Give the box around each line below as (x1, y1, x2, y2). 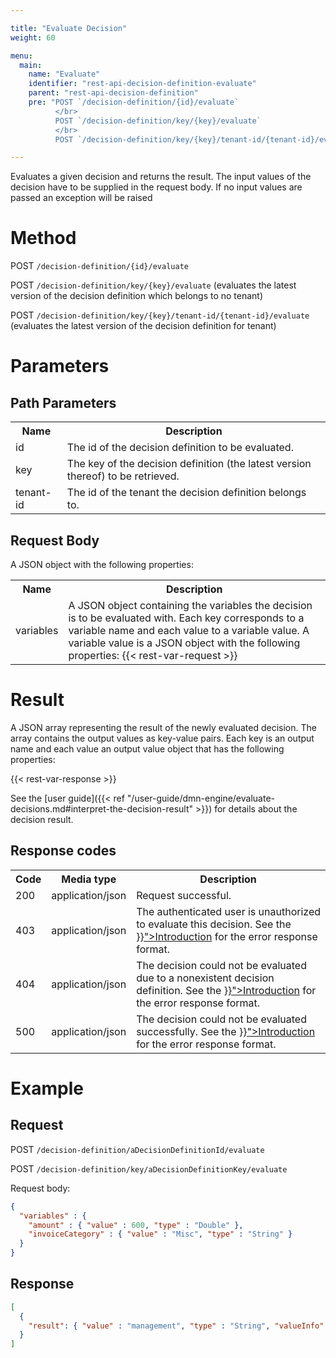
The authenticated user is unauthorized (136, 904, 321, 918)
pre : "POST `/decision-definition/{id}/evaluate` (28, 97, 240, 107)
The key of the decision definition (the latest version (66, 457, 312, 471)
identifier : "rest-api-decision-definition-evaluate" (28, 79, 257, 89)
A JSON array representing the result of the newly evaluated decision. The (10, 721, 317, 733)
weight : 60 (10, 32, 56, 43)
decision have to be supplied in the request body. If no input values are (10, 181, 303, 193)
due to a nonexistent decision (136, 971, 275, 985)
